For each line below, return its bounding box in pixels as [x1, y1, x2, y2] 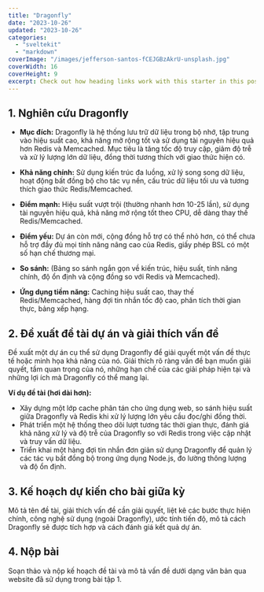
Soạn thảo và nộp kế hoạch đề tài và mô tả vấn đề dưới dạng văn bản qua [8, 566, 247, 575]
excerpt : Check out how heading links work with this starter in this [8, 77, 244, 85]
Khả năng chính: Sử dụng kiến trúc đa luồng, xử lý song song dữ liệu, [19, 168, 245, 177]
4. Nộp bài [8, 545, 60, 559]
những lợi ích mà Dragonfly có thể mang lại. [8, 373, 149, 383]
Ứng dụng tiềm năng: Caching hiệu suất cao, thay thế [19, 287, 195, 297]
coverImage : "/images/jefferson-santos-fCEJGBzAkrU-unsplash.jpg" [8, 56, 230, 64]
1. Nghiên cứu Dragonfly [8, 106, 129, 120]
